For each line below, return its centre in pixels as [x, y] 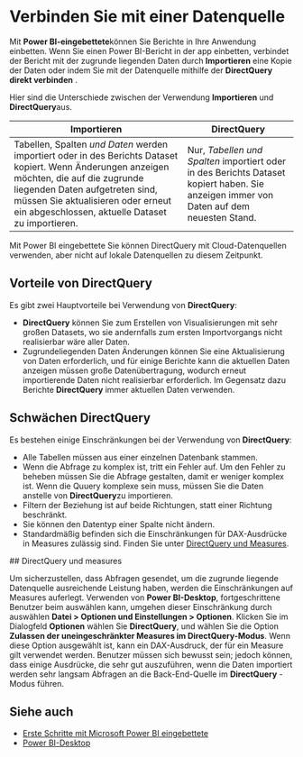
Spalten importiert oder [237, 161]
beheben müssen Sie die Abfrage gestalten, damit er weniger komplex [153, 476]
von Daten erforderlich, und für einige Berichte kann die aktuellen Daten [156, 360]
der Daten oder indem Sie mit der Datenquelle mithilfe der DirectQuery [141, 70]
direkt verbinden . [44, 79]
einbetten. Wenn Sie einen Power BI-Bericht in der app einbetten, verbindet [149, 50]
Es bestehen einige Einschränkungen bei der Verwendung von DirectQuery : [151, 440]
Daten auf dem [219, 206]
